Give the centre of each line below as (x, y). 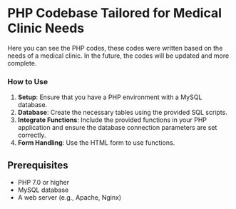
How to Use (28, 81)
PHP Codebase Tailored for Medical (115, 13)
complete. (22, 63)
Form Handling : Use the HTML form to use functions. (96, 143)
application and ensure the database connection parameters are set (117, 128)
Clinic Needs (46, 28)
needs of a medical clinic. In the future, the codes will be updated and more (118, 56)
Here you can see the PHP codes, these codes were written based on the (115, 48)
